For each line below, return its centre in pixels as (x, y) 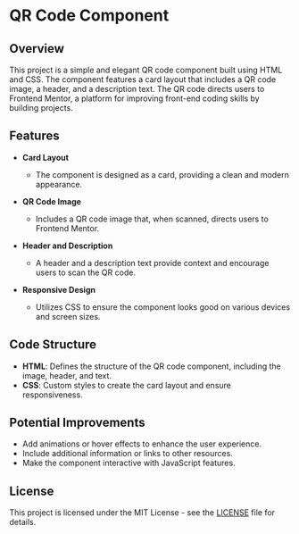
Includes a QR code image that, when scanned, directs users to (152, 219)
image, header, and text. (67, 375)
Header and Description (67, 246)
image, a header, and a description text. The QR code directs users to (137, 89)
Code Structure (53, 345)
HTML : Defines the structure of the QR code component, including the (151, 366)
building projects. (41, 108)
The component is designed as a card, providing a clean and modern (162, 174)
